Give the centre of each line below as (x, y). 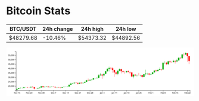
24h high (92, 29)
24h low (126, 29)
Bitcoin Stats (38, 11)
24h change (58, 29)
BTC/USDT (23, 29)
